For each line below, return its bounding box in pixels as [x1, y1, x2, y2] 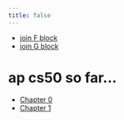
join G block [19, 41, 59, 51]
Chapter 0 [19, 95, 53, 104]
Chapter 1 [19, 103, 51, 112]
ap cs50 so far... [8, 68, 117, 86]
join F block [19, 33, 58, 42]
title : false [8, 11, 51, 20]
